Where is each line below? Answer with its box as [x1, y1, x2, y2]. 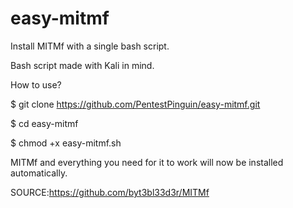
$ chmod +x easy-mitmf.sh [10, 137, 122, 149]
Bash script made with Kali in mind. [10, 59, 155, 71]
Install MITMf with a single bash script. [10, 40, 170, 52]
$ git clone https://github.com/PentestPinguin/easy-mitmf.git [10, 98, 261, 110]
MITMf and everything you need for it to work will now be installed [10, 156, 284, 168]
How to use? [10, 78, 62, 91]
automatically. [10, 167, 68, 179]
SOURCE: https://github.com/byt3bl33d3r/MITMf [10, 186, 210, 198]
